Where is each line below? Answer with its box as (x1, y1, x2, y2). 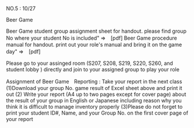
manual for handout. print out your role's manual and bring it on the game (6, 41, 182, 48)
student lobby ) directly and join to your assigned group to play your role (6, 66, 179, 72)
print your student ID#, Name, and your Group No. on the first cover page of (6, 109, 188, 116)
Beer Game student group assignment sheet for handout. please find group (6, 27, 186, 34)
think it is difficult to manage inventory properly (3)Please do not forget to (6, 103, 183, 110)
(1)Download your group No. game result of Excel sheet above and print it (6, 85, 182, 91)
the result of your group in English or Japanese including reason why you (6, 97, 182, 104)
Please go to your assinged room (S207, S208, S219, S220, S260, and (6, 60, 174, 67)
